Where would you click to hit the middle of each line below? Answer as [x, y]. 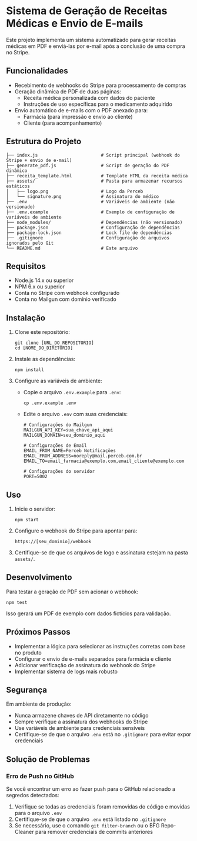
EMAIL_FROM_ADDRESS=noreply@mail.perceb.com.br [83, 456]
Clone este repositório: [42, 332]
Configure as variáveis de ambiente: [58, 381]
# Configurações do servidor [59, 472]
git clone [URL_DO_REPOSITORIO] [54, 343]
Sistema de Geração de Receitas [87, 11]
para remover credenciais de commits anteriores [94, 832]
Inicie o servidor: [35, 509]
